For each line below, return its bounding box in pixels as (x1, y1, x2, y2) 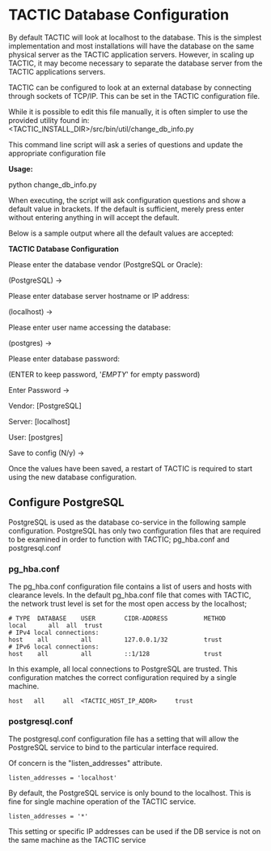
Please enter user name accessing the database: (8, 322, 171, 332)
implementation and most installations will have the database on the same (8, 40, 255, 50)
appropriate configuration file (8, 148, 107, 158)
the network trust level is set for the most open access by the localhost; (8, 599, 248, 609)
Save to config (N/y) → (8, 448, 85, 457)
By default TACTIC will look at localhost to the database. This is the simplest (8, 32, 262, 42)
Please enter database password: (8, 354, 120, 364)
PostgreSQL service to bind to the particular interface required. (8, 742, 218, 752)
